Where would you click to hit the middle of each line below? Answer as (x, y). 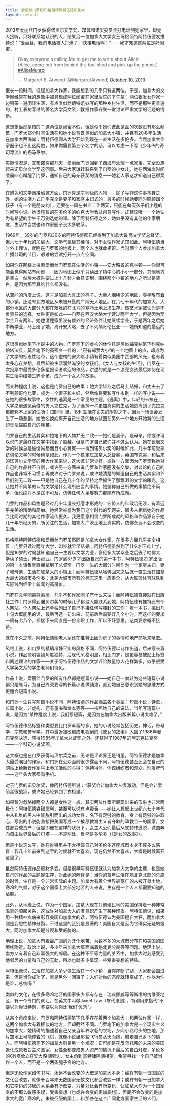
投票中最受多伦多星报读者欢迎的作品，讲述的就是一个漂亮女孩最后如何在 (85, 369)
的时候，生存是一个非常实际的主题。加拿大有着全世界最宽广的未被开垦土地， (85, 881)
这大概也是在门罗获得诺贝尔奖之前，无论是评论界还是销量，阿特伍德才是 (80, 755)
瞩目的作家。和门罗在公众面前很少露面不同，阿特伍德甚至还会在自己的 (92, 761)
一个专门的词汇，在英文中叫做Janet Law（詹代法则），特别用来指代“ (89, 1000)
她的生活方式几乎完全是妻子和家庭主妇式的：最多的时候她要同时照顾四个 (89, 199)
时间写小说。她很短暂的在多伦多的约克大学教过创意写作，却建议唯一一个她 (83, 212)
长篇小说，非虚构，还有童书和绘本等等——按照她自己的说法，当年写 (76, 708)
